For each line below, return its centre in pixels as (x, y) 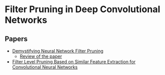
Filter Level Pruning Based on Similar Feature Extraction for (74, 62)
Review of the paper (41, 56)
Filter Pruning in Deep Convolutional (82, 9)
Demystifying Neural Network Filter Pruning (58, 51)
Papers (16, 39)
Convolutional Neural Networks (45, 67)
